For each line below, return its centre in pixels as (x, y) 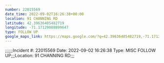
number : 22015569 (23, 9)
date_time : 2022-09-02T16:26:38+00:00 (44, 14)
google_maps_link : (24, 37)
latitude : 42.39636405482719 (35, 23)
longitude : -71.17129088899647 (37, 28)
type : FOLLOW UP (21, 32)
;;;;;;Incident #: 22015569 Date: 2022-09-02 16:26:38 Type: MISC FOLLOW (81, 50)
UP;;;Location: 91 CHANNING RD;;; (40, 55)
